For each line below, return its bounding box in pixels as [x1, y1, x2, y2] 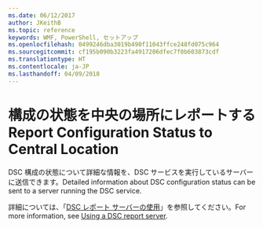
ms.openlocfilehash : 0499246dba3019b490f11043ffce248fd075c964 [8, 41, 220, 49]
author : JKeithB [8, 19, 61, 27]
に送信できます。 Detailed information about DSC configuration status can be [8, 177, 256, 186]
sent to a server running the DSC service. [8, 186, 142, 195]
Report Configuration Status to [8, 123, 214, 142]
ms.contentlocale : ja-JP [8, 63, 89, 71]
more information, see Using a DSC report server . [8, 211, 168, 220]
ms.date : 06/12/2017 [8, 11, 76, 20]
